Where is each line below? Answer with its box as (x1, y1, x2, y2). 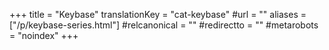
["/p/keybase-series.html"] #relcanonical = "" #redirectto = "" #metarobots (9, 19, 319, 31)
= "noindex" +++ (9, 30, 79, 41)
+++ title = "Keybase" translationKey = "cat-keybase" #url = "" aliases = (9, 9, 307, 20)
